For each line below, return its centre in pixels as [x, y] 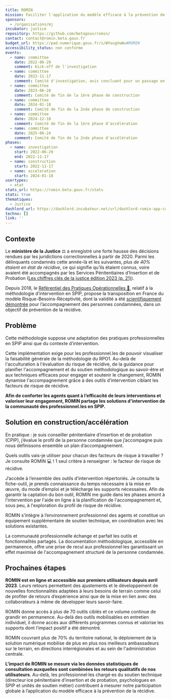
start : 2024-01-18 [34, 176]
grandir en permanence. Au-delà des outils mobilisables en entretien [77, 617]
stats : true [18, 194]
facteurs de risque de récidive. [37, 385]
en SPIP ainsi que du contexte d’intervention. [52, 343]
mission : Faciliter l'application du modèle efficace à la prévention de [85, 15]
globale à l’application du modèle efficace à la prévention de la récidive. [80, 691]
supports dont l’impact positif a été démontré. [53, 628]
